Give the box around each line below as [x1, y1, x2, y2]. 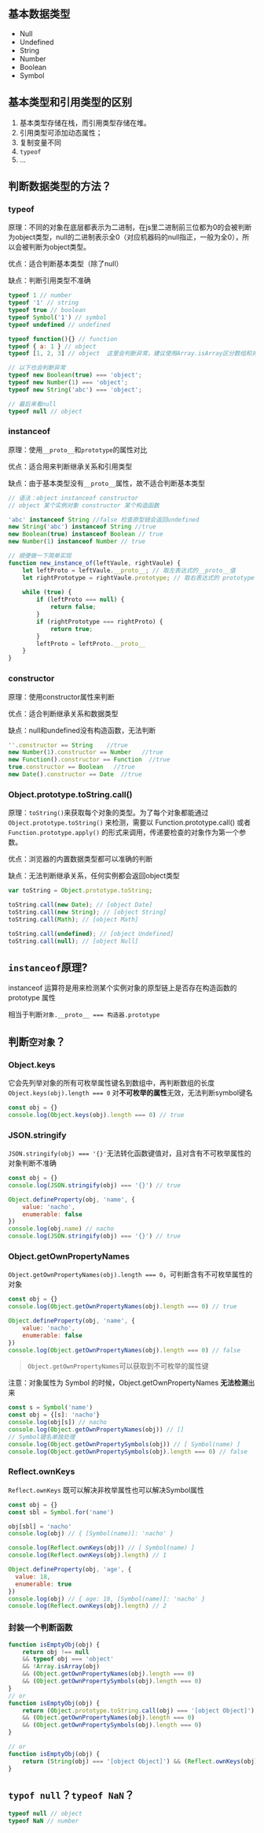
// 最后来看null [8, 400, 57, 408]
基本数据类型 [8, 7, 71, 21]
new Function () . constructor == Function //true [8, 755, 170, 764]
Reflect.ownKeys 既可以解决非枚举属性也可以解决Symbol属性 [8, 1485, 204, 1494]
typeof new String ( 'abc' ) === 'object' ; [8, 385, 143, 394]
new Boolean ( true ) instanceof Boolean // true [8, 530, 163, 538]
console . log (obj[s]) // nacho [8, 1419, 108, 1427]
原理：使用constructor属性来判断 [8, 692, 115, 701]
